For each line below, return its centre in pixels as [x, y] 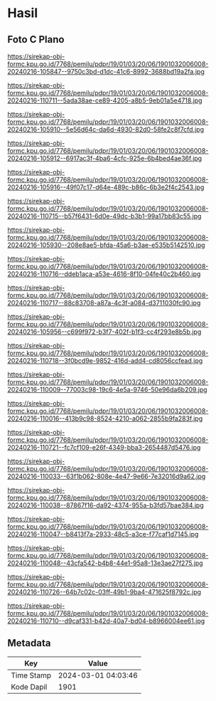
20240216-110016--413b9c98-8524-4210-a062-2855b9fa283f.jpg [105, 418]
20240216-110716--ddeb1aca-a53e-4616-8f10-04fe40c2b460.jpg [104, 274]
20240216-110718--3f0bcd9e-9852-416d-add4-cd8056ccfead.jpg [105, 360]
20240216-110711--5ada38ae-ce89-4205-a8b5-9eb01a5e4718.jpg [105, 100]
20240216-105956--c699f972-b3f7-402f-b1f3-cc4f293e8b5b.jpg [104, 332]
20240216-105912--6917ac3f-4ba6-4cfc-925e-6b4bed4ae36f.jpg [105, 158]
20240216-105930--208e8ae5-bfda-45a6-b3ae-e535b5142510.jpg [106, 245]
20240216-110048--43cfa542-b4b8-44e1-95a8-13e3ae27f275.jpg [106, 563]
